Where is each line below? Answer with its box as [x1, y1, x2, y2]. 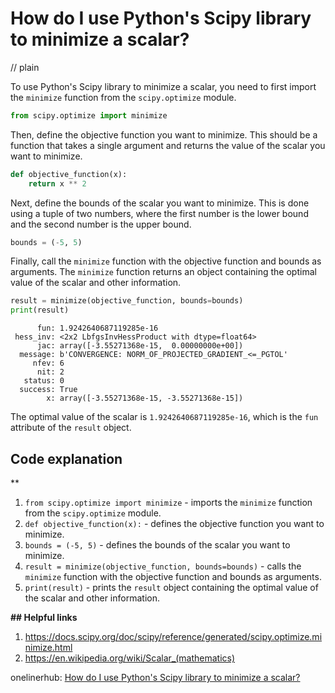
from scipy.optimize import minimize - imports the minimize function [24, 497, 313, 508]
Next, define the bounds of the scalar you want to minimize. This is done [10, 197, 310, 209]
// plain [10, 61, 40, 73]
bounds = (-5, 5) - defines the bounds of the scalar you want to [24, 539, 291, 551]
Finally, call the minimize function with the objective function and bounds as [10, 255, 322, 267]
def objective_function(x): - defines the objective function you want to [24, 518, 325, 529]
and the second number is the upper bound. [10, 218, 192, 230]
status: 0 [23, 376, 65, 386]
